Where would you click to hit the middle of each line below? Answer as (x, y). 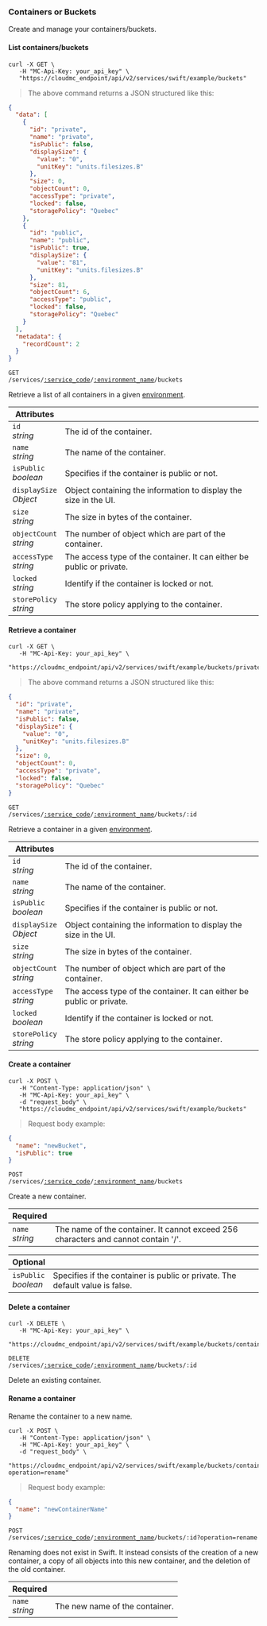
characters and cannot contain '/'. (118, 1240)
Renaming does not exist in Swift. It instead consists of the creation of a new (133, 1553)
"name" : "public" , (60, 241)
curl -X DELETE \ (37, 1324)
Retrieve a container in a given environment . (80, 829)
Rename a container (42, 1399)
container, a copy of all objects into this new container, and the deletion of (130, 1561)
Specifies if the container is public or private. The (145, 1276)
